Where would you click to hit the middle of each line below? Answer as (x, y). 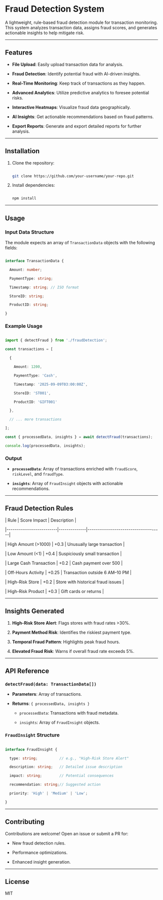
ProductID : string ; (29, 305)
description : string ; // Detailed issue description (66, 767)
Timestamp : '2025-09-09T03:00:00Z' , (51, 384)
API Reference (27, 671)
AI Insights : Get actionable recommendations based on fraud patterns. (83, 117)
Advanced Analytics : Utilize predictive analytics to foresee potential (81, 92)
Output (14, 458)
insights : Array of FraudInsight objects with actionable (67, 484)
